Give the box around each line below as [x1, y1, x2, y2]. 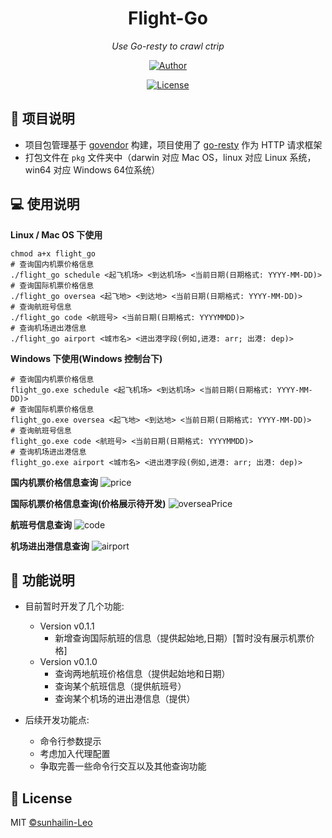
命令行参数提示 [39, 735, 102, 747]
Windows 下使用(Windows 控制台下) [10, 352, 163, 364]
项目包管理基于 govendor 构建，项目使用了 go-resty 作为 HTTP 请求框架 [24, 138, 323, 151]
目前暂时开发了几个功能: [24, 600, 125, 612]
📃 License [10, 790, 73, 807]
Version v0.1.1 [39, 620, 95, 632]
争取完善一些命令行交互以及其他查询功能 [39, 760, 207, 772]
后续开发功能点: [24, 714, 90, 726]
